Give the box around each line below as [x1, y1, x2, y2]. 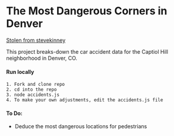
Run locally [6, 68, 34, 75]
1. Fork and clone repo [6, 82, 65, 88]
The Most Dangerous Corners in [6, 4, 167, 18]
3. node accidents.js [6, 92, 60, 98]
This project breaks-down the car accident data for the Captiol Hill [6, 48, 168, 55]
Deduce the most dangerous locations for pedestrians [14, 123, 147, 130]
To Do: [6, 109, 23, 117]
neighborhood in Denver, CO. [6, 54, 78, 61]
